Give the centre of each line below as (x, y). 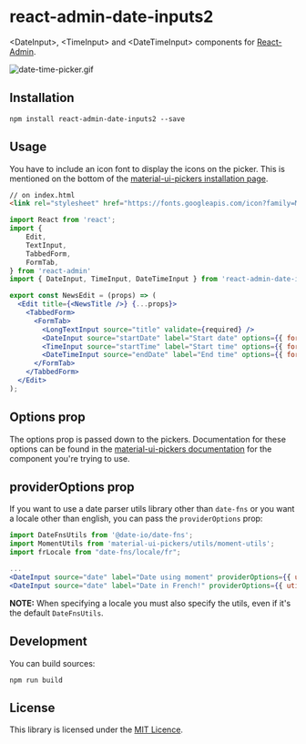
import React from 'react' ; (63, 220)
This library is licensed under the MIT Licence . (97, 729)
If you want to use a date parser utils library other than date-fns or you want (152, 509)
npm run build (36, 680)
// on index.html (42, 195)
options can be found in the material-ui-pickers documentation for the (141, 449)
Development (49, 642)
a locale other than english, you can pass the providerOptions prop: (136, 519)
